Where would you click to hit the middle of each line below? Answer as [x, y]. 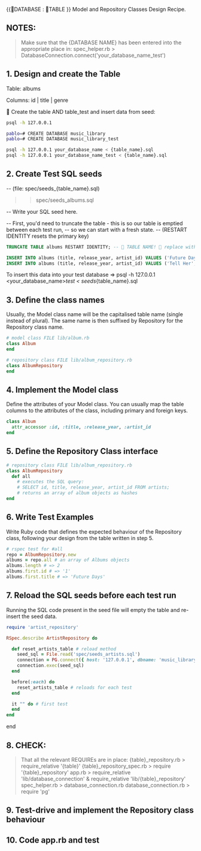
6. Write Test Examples [50, 517]
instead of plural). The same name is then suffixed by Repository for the [95, 321]
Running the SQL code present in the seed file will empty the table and [93, 610]
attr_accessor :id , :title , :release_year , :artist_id [81, 427]
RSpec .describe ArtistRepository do [52, 638]
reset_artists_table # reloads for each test [75, 688]
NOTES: [21, 28]
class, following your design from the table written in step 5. [80, 538]
